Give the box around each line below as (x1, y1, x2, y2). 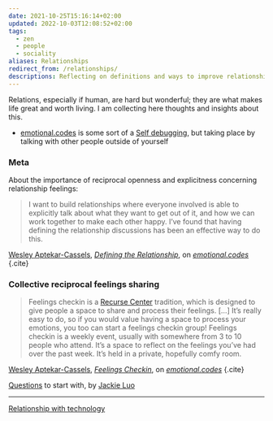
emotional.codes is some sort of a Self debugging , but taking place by (19, 128, 256, 137)
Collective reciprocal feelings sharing (8, 278, 160, 289)
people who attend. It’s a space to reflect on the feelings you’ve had (28, 341, 256, 350)
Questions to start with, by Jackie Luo (8, 380, 136, 390)
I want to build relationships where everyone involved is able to (28, 199, 240, 209)
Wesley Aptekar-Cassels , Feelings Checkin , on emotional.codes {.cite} (8, 365, 245, 375)
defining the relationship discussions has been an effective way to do (28, 225, 261, 235)
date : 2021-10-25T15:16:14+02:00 (8, 11, 122, 20)
